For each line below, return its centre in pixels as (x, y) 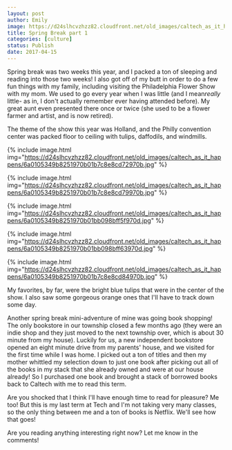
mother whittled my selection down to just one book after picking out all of (113, 362)
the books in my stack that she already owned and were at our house (105, 369)
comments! (23, 440)
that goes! (21, 419)
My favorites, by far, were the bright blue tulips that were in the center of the (116, 290)
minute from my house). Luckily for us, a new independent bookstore (105, 340)
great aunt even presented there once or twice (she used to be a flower (109, 108)
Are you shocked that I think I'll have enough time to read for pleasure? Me (113, 397)
